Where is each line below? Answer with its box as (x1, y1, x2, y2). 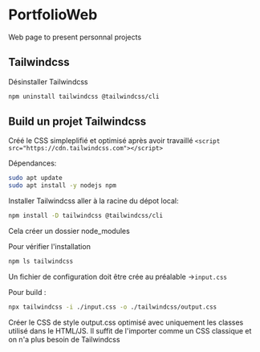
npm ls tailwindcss (8, 257, 74, 266)
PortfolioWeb (8, 6, 98, 24)
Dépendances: (8, 158, 57, 168)
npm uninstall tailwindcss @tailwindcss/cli (8, 92, 160, 100)
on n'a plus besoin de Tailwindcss (8, 334, 120, 344)
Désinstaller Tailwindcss (8, 76, 88, 86)
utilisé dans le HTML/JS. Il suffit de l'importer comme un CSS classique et (8, 325, 252, 335)
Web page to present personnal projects (8, 32, 142, 42)
